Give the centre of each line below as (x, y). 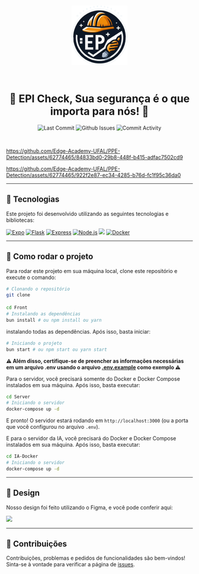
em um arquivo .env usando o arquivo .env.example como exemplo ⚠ (93, 367)
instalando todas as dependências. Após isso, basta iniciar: (78, 331)
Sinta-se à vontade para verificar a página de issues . (70, 564)
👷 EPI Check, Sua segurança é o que (99, 99)
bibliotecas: (20, 220)
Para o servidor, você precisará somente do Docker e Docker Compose (93, 379)
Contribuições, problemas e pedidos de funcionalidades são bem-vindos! (96, 558)
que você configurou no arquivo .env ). (53, 427)
